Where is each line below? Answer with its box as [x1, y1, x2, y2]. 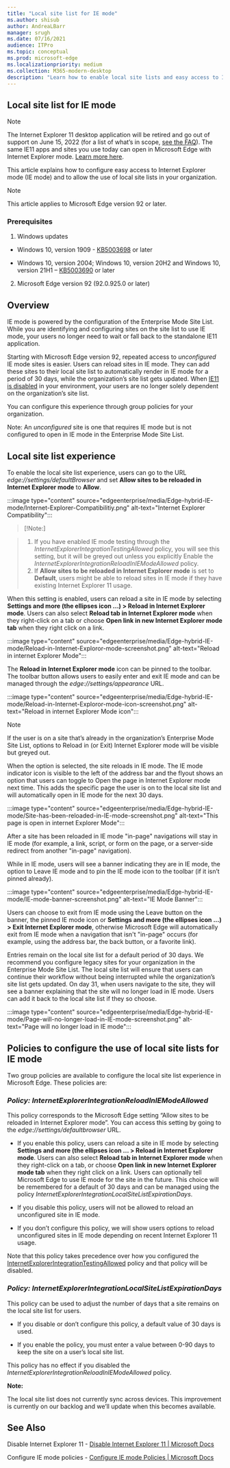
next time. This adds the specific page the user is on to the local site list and [7, 783, 222, 792]
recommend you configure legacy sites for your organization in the [7, 958, 195, 967]
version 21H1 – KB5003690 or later [16, 266, 115, 274]
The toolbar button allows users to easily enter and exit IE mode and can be [7, 672, 220, 680]
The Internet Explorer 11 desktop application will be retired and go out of [7, 131, 210, 139]
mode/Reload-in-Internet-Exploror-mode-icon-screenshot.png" [7, 700, 187, 709]
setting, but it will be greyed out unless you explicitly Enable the [34, 552, 214, 560]
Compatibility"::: [7, 511, 53, 519]
